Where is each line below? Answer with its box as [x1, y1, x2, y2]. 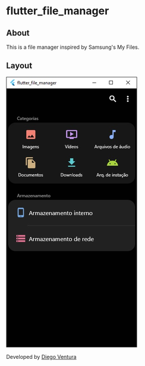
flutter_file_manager [6, 4, 109, 18]
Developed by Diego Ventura [6, 353, 77, 360]
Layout [6, 61, 33, 71]
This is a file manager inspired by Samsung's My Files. [6, 43, 140, 51]
